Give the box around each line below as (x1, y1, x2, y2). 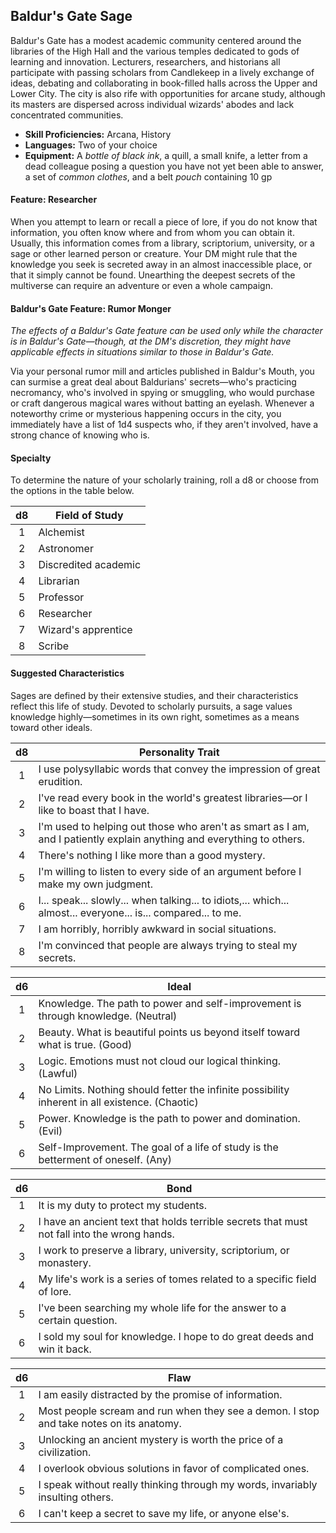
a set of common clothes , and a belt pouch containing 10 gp (24, 170, 273, 183)
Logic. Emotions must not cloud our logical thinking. (38, 1054, 282, 1068)
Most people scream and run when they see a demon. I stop (38, 1404, 320, 1418)
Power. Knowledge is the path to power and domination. (38, 1111, 301, 1125)
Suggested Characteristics (10, 667, 125, 679)
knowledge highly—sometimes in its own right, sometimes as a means (10, 710, 300, 723)
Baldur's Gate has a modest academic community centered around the (10, 34, 302, 46)
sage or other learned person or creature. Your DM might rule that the (10, 248, 298, 260)
